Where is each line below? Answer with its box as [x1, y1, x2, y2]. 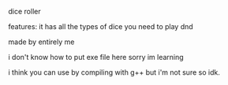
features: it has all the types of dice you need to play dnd [8, 22, 193, 31]
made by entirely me [8, 37, 75, 46]
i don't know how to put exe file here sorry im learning [8, 53, 184, 61]
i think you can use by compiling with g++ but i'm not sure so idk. [8, 68, 221, 77]
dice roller [8, 7, 41, 16]
